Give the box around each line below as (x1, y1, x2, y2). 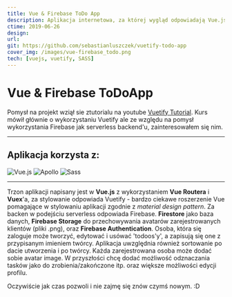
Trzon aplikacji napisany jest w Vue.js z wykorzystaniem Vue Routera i (7, 188, 210, 196)
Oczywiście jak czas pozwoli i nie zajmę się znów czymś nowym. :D (7, 282, 200, 290)
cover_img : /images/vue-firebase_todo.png (7, 49, 131, 56)
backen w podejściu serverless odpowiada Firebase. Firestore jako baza (7, 209, 214, 218)
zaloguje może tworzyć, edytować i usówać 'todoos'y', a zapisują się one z (7, 231, 221, 240)
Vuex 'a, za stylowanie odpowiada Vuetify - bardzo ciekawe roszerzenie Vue (7, 195, 225, 203)
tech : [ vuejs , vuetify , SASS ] (7, 55, 95, 62)
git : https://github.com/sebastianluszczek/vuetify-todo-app (7, 42, 187, 49)
